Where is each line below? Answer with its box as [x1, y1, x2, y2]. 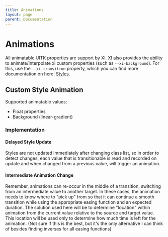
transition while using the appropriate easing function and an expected [5, 199, 152, 205]
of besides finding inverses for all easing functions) [5, 226, 112, 232]
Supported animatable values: [5, 99, 67, 105]
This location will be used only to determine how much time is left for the [5, 215, 156, 221]
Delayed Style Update [5, 139, 52, 145]
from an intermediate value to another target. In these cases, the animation [5, 189, 160, 195]
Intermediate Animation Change [5, 172, 74, 178]
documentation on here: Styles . [5, 71, 70, 77]
